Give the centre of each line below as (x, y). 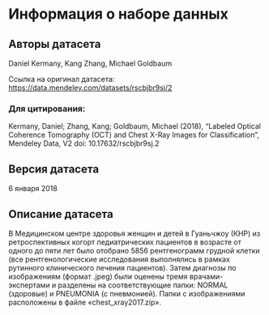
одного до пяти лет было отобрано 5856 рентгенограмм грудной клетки (134, 250)
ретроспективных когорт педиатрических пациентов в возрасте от (125, 242)
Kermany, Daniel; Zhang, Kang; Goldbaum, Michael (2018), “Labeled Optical (135, 126)
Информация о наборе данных (118, 14)
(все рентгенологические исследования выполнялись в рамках (120, 259)
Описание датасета (61, 214)
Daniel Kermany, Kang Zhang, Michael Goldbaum (90, 63)
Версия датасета (54, 169)
